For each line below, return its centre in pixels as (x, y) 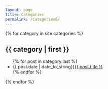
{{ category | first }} (37, 49)
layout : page (19, 10)
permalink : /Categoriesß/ (32, 19)
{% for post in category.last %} (45, 61)
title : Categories (25, 15)
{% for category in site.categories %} (44, 34)
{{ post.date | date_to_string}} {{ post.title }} (58, 67)
